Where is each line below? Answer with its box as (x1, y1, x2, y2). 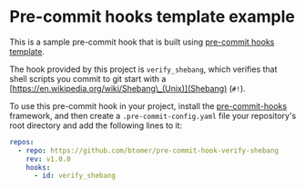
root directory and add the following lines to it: (9, 120, 183, 131)
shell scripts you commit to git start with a (9, 73, 167, 84)
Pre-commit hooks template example (9, 6, 296, 27)
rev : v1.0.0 (25, 154, 71, 164)
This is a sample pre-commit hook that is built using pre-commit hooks (9, 36, 275, 47)
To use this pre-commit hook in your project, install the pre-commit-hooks (9, 100, 288, 111)
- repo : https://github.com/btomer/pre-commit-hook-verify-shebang (17, 145, 280, 155)
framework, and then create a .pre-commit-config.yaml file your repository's (9, 110, 297, 121)
